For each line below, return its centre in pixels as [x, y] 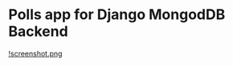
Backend [38, 31]
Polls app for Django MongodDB [117, 15]
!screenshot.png [35, 53]
